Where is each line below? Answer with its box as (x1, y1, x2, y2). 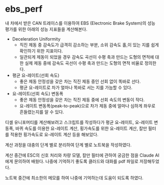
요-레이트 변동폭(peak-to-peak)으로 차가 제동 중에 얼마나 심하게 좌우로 (19, 103, 156, 108)
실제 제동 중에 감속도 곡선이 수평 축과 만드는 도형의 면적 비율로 (24, 60, 143, 66)
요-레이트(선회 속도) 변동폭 (12, 90, 64, 96)
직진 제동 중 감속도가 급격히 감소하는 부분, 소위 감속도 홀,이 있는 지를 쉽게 (19, 41, 159, 47)
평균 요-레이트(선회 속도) (12, 72, 60, 78)
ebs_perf (5, 3, 43, 15)
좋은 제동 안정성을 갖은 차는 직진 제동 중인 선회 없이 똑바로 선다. (19, 78, 141, 84)
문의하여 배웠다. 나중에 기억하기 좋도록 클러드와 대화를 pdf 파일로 (14, 158, 139, 164)
